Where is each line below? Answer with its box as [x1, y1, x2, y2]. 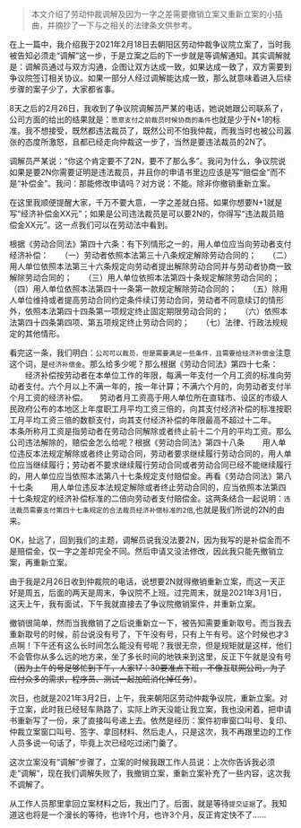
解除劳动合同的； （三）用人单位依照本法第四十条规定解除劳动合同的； [9, 273, 280, 283]
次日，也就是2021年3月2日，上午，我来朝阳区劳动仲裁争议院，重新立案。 [9, 693, 280, 703]
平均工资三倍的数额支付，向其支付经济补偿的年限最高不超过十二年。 [24, 414, 272, 425]
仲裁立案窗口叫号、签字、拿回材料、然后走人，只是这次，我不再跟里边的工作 [9, 727, 292, 736]
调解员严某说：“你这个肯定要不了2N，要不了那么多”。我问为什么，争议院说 [9, 156, 287, 166]
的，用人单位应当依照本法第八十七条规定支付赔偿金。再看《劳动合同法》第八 [9, 471, 292, 481]
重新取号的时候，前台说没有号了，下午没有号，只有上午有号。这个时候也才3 [9, 629, 289, 640]
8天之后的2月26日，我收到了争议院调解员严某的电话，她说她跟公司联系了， [9, 103, 288, 113]
